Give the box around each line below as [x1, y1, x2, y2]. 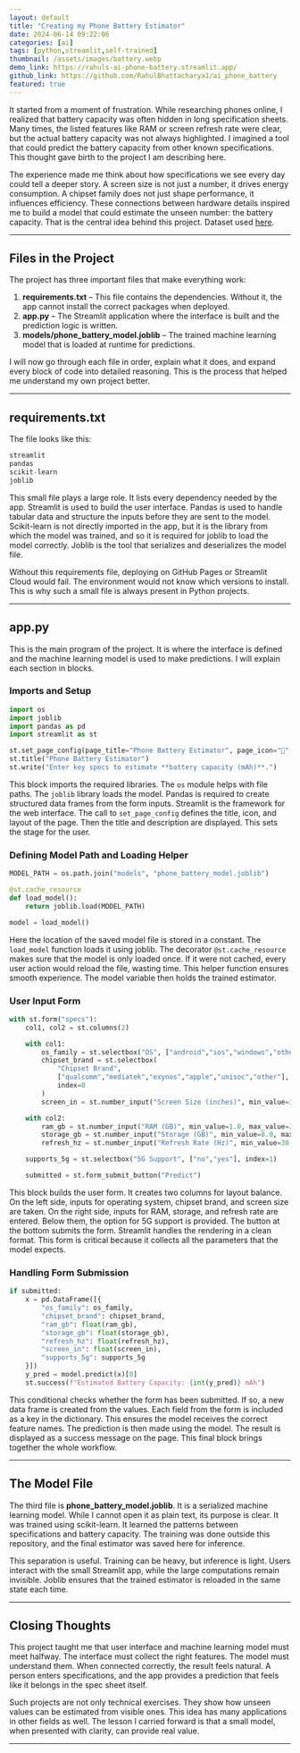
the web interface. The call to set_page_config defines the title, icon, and [9, 807, 277, 818]
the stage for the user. [9, 826, 91, 837]
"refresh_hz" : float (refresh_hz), [41, 1336, 170, 1346]
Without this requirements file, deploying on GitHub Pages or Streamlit [9, 566, 268, 577]
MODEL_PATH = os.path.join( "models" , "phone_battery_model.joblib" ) [9, 869, 270, 878]
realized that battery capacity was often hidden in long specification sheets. [9, 114, 288, 124]
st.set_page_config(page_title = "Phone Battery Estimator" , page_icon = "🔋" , [9, 746, 294, 756]
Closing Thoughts [9, 1618, 112, 1633]
